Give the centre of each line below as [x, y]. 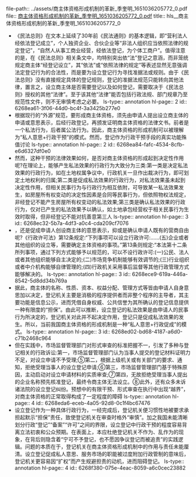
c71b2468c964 [33, 338]
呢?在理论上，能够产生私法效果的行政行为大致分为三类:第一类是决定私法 [101, 165]
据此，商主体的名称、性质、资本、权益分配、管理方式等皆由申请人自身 [99, 288]
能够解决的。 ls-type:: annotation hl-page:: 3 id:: [73, 274]
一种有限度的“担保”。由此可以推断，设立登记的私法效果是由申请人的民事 [102, 310]
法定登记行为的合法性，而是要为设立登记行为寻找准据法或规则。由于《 [99, 72]
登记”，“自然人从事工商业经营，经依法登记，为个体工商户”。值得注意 [103, 50]
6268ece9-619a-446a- [160, 274]
